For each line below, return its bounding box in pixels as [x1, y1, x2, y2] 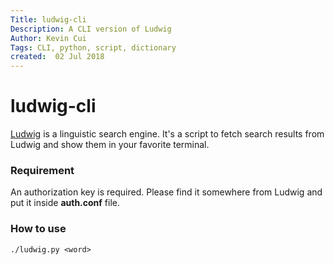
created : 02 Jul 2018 [10, 52, 105, 62]
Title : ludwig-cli [10, 14, 87, 25]
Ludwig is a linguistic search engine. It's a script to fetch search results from [10, 128, 325, 140]
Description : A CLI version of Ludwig [10, 24, 172, 34]
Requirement [10, 163, 75, 177]
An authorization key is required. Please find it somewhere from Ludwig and [10, 186, 323, 198]
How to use [10, 222, 67, 236]
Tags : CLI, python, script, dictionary [10, 42, 177, 53]
